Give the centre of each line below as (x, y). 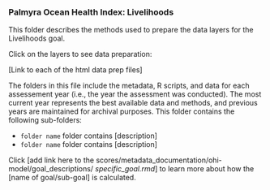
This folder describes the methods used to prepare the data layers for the (131, 30)
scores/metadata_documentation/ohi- (159, 160)
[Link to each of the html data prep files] (76, 70)
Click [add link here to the (51, 160)
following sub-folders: (45, 120)
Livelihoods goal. (37, 38)
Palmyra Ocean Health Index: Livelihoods (91, 12)
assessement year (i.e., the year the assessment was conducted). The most (135, 94)
